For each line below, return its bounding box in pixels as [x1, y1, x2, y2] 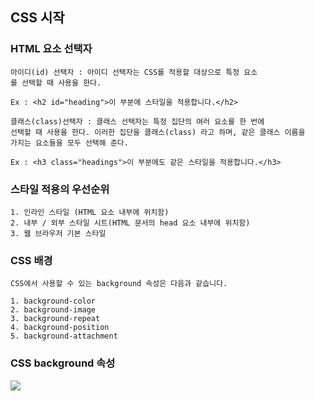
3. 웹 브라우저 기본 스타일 [10, 228, 107, 238]
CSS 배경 [10, 253, 53, 267]
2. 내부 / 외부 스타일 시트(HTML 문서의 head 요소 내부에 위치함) [10, 218, 251, 228]
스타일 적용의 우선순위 [10, 182, 110, 196]
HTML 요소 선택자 [10, 42, 93, 56]
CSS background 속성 [10, 356, 116, 370]
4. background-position [10, 323, 110, 333]
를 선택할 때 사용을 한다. [10, 78, 102, 88]
